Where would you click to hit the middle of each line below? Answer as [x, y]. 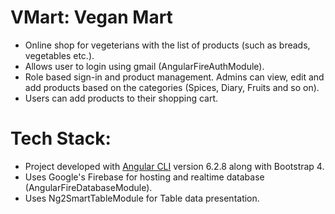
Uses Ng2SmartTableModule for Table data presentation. [142, 198]
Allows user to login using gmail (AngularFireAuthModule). [144, 66]
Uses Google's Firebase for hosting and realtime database [144, 177]
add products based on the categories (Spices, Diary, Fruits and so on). [172, 87]
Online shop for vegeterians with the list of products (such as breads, [167, 45]
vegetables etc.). [59, 55]
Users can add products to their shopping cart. [121, 98]
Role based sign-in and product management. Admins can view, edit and [174, 77]
